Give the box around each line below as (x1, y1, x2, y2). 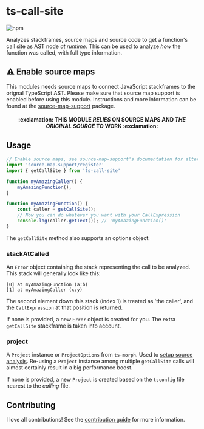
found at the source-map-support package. (6, 102, 115, 109)
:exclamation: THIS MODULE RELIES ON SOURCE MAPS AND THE (18, 116, 186, 123)
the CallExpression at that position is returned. (6, 304, 123, 311)
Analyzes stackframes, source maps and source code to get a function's (6, 36, 188, 43)
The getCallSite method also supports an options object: (6, 234, 150, 241)
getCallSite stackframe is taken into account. (6, 322, 121, 329)
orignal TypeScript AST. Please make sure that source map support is (6, 89, 180, 97)
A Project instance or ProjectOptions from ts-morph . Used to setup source (6, 351, 193, 359)
